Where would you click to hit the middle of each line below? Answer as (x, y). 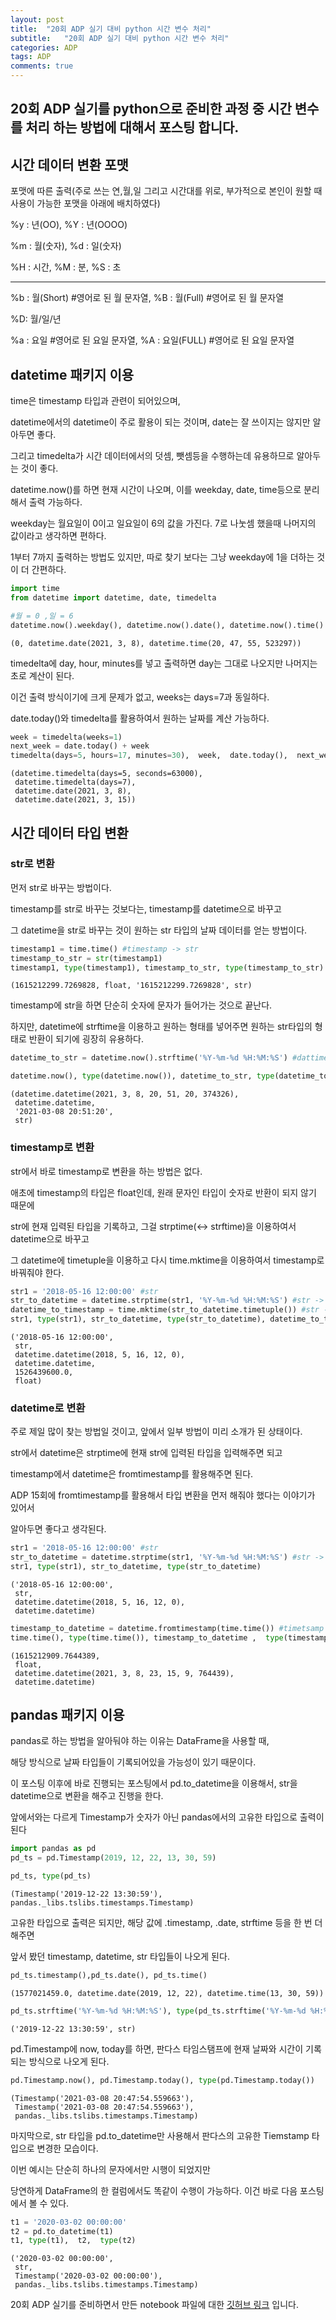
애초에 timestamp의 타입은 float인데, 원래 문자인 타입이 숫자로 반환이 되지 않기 (163, 1192)
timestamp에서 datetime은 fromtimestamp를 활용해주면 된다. (132, 1474)
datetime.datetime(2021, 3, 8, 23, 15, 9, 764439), (124, 1673)
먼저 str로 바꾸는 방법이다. (61, 887)
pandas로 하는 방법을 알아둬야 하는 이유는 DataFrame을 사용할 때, (140, 1741)
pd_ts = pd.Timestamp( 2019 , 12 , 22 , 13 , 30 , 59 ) (113, 1858)
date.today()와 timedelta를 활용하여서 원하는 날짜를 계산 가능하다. (140, 718)
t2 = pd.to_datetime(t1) (62, 2231)
